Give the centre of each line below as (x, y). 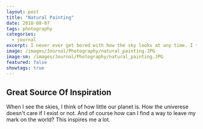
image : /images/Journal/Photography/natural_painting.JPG (81, 51)
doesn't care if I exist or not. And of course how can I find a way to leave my (101, 113)
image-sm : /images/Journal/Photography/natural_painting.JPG (85, 57)
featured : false (27, 62)
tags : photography (29, 29)
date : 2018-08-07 (28, 23)
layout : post (23, 12)
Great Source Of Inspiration (59, 92)
